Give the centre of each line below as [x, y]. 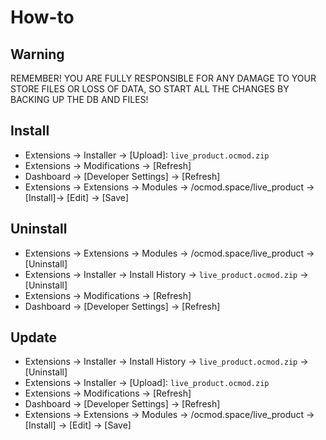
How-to [42, 17]
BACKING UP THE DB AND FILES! [79, 99]
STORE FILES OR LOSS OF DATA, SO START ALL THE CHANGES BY [150, 89]
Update [34, 337]
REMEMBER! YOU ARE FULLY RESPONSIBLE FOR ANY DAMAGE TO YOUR [163, 78]
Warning [37, 54]
